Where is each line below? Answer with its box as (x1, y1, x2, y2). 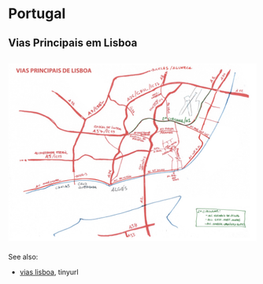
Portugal (8, 5, 66, 23)
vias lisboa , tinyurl (19, 267, 79, 276)
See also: (8, 252, 39, 261)
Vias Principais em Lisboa (8, 36, 138, 50)
